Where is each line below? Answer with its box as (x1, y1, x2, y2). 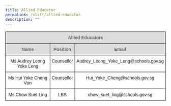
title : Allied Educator (5, 7, 56, 13)
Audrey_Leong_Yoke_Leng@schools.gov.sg (76, 58, 164, 64)
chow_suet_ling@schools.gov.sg (88, 92, 153, 98)
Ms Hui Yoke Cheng (8, 75, 47, 81)
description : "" (5, 17, 40, 22)
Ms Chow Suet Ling (8, 92, 47, 98)
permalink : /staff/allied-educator (5, 12, 81, 17)
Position (53, 47, 71, 52)
